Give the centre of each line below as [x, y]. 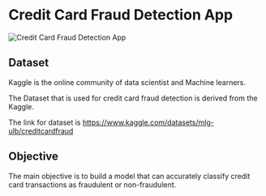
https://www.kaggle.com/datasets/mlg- [148, 122]
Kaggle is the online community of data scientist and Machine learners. [127, 82]
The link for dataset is [45, 122]
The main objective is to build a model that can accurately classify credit [129, 176]
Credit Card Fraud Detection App [121, 15]
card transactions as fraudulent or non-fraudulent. [92, 185]
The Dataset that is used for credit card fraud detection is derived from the [133, 98]
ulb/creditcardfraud [41, 130]
